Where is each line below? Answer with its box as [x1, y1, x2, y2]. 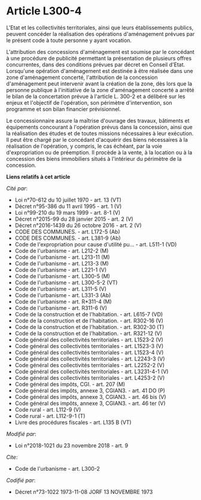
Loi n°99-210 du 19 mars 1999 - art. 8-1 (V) [14, 209, 121, 216]
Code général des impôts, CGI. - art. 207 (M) [14, 380, 126, 388]
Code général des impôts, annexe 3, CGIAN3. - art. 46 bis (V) [14, 393, 166, 400]
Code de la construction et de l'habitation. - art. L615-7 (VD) [14, 310, 163, 318]
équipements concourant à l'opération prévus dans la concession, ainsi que [6, 123, 193, 130]
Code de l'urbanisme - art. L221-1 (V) [14, 266, 107, 273]
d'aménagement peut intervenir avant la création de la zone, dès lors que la [6, 80, 193, 87]
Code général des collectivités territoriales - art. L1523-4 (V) [14, 349, 164, 356]
